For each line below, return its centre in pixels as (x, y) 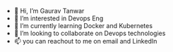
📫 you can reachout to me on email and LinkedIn (85, 41)
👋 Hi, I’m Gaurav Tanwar (49, 11)
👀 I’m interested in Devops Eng (59, 18)
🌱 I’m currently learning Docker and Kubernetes (83, 26)
